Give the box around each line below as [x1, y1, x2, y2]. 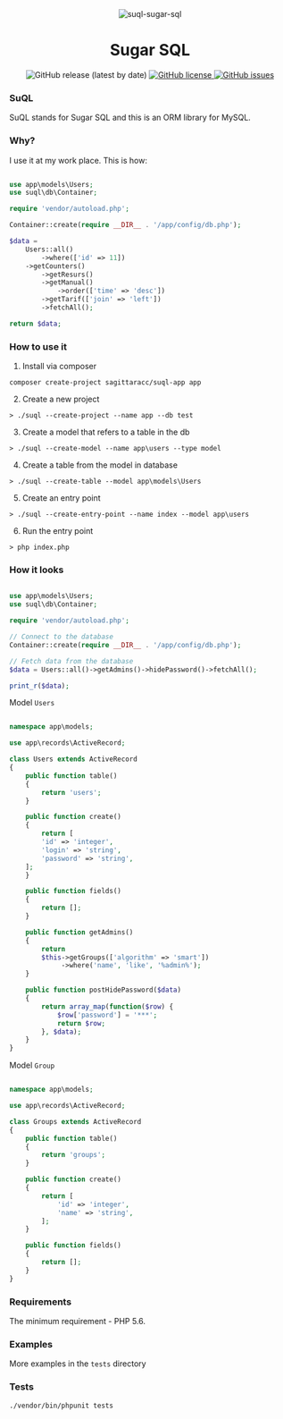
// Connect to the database [9, 632, 114, 641]
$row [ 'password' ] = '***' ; [56, 1010, 158, 1019]
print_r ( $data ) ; [9, 681, 70, 690]
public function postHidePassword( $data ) [25, 985, 181, 995]
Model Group [9, 1060, 55, 1071]
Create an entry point [21, 493, 101, 503]
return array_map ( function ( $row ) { [41, 1001, 174, 1011]
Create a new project [21, 393, 100, 405]
